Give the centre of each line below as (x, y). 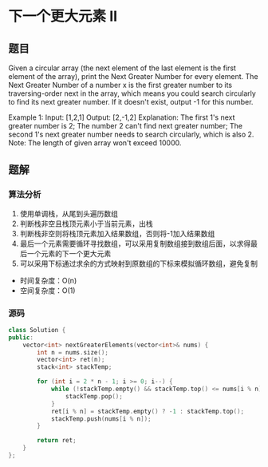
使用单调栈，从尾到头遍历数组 (69, 213)
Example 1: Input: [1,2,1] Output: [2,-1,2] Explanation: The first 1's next (122, 117)
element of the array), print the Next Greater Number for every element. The (133, 76)
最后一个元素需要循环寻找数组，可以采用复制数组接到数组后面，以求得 (135, 243)
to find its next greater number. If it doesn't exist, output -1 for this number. (131, 102)
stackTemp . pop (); (94, 396)
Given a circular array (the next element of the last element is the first (122, 68)
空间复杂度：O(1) (47, 290)
